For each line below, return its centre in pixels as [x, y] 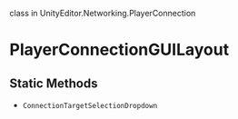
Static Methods [54, 83]
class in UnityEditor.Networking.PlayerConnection [103, 13]
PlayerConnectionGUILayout [119, 50]
